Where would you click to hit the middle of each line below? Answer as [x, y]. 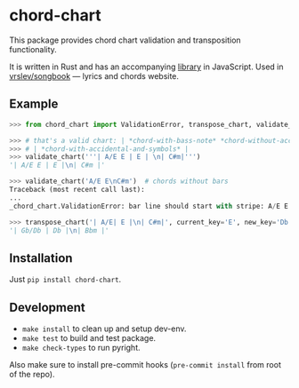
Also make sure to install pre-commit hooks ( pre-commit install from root [145, 364]
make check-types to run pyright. [81, 348]
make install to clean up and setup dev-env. [104, 329]
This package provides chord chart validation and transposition [125, 40]
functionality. [33, 49]
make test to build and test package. [89, 338]
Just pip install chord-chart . [65, 280]
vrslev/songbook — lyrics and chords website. [94, 75]
